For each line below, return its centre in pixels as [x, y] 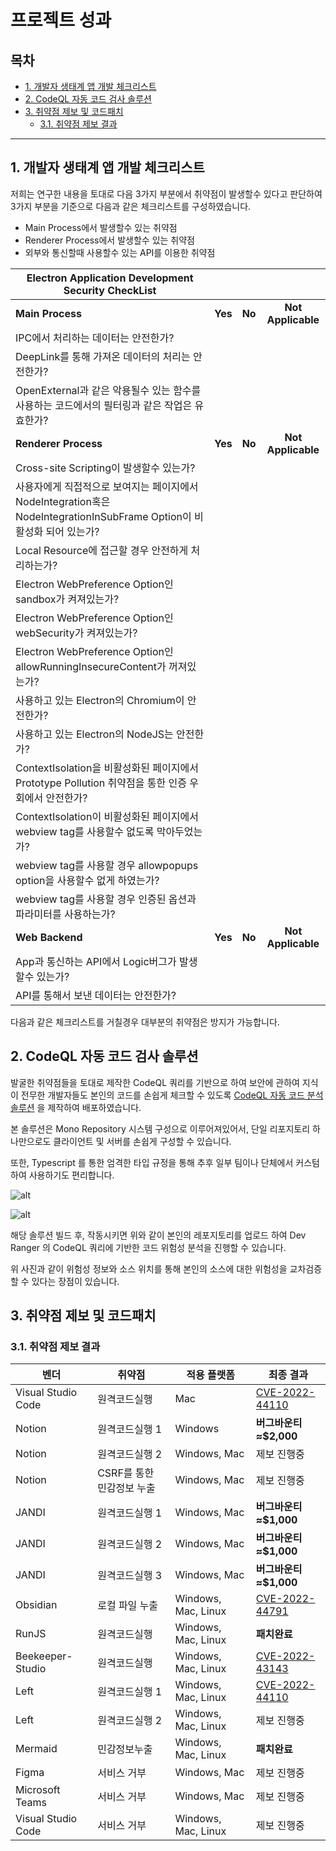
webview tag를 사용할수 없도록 [85, 831]
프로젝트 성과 [61, 20]
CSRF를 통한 [126, 1473]
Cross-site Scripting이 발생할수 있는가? [105, 468]
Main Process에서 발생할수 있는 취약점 [101, 227]
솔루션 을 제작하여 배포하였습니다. [76, 1107]
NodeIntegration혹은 [63, 501]
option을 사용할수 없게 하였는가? [87, 880]
